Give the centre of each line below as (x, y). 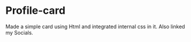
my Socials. (19, 32)
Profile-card (35, 11)
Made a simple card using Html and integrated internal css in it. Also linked (95, 26)
